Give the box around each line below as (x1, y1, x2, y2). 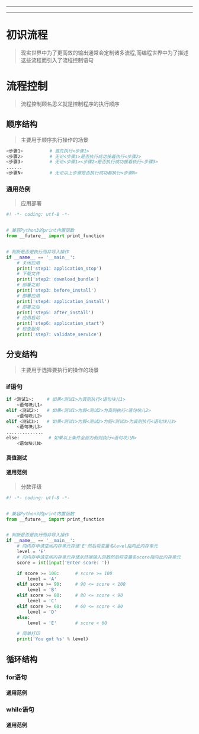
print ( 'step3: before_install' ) (17, 288, 97, 293)
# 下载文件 (17, 271, 40, 277)
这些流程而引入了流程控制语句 (20, 56, 94, 63)
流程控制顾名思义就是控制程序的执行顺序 (20, 100, 120, 107)
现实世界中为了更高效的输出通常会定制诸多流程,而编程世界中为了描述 (20, 49, 188, 56)
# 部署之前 (17, 282, 40, 288)
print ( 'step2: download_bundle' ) (17, 276, 99, 282)
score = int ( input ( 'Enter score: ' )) (17, 560, 110, 566)
